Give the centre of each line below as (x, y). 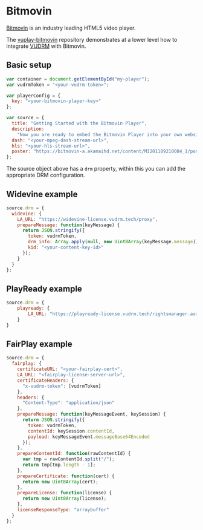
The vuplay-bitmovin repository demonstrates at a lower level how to (92, 39)
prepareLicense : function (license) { (65, 493)
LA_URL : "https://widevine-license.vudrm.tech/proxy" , (88, 219)
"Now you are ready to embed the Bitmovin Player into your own (100, 134)
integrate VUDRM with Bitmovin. (46, 46)
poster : (21, 152)
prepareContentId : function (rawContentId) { (74, 454)
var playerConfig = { (34, 96)
